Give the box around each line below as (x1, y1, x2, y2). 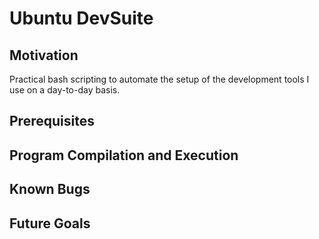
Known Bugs (9, 181, 91, 198)
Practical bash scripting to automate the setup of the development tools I (9, 73, 310, 85)
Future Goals (9, 215, 91, 232)
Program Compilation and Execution (9, 147, 239, 164)
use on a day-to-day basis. (9, 84, 121, 96)
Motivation (9, 47, 79, 64)
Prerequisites (9, 113, 95, 130)
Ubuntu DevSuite (9, 7, 154, 30)
